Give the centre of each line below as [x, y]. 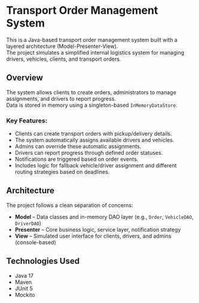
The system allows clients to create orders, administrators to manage [91, 92]
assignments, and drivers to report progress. [61, 98]
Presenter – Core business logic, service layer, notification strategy [98, 229]
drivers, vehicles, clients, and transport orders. [64, 59]
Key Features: [27, 121]
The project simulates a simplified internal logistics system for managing [95, 52]
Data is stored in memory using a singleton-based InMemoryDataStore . [92, 105]
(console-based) [35, 242]
